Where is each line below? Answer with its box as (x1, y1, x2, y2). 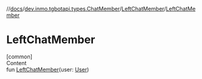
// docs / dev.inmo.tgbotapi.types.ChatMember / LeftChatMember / (6, 5, 166, 12)
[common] (6, 53, 32, 60)
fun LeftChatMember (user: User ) (6, 66, 89, 73)
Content (6, 59, 27, 66)
